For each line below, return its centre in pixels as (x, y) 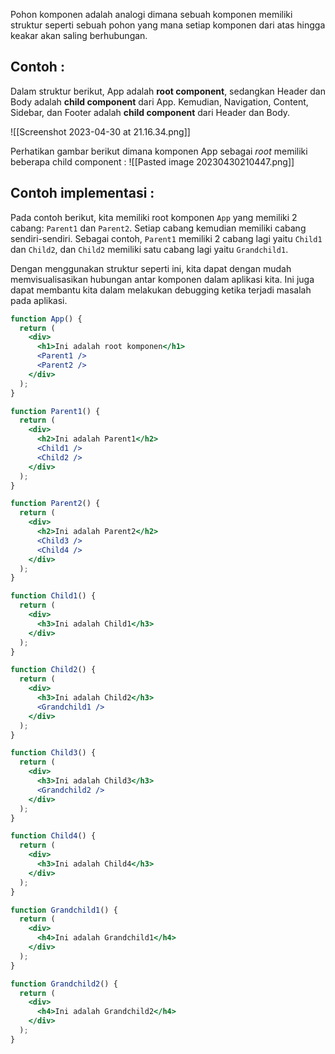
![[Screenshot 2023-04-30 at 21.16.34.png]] (100, 131)
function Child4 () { (53, 836)
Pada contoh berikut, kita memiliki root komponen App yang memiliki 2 (154, 217)
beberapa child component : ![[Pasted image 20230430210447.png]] (152, 161)
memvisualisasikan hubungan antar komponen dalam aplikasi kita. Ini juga (162, 279)
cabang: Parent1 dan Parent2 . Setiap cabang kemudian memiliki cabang (158, 228)
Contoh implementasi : (82, 193)
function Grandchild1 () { (64, 910)
